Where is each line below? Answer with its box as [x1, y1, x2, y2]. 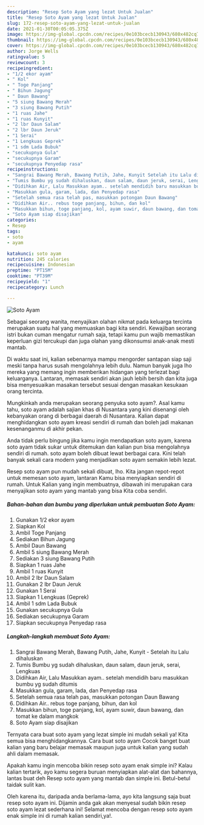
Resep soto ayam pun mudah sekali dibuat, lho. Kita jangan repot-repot [7, 467, 184, 475]
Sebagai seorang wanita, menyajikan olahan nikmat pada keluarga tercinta [7, 318, 192, 325]
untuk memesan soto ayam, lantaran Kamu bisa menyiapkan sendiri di [7, 474, 182, 481]
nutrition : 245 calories [7, 256, 70, 262]
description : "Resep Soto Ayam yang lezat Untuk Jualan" [7, 8, 154, 15]
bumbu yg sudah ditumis [15, 680, 77, 688]
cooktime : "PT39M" [7, 273, 53, 279]
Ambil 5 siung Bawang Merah [15, 548, 90, 556]
